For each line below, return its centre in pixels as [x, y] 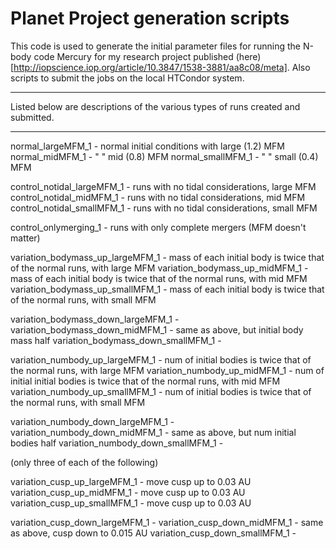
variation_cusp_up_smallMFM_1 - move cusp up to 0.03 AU [131, 503]
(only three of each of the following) [84, 462]
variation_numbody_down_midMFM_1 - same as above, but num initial [153, 432]
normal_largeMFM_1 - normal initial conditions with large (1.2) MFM [148, 146]
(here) [248, 56]
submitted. [32, 117]
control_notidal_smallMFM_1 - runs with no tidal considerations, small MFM [164, 208]
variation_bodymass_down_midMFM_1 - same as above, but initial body [157, 329]
